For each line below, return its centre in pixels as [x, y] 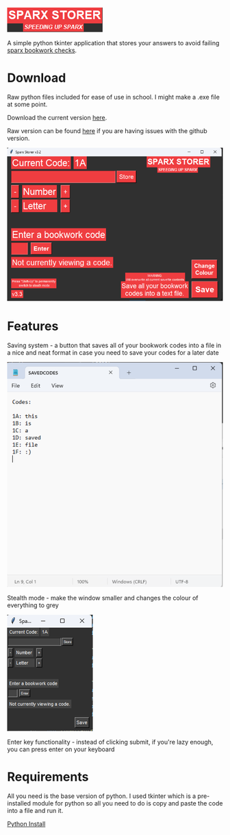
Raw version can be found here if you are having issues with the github [107, 130]
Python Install [26, 823]
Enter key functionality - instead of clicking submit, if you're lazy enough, [110, 742]
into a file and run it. [35, 810]
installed [19, 803]
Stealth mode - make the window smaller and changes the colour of [103, 598]
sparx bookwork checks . [42, 50]
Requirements [48, 777]
